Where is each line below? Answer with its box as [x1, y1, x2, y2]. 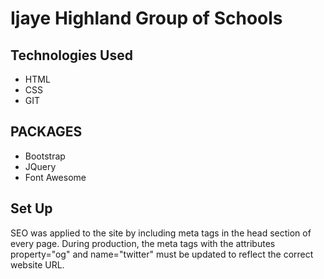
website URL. [10, 258, 65, 271]
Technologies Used [10, 47, 133, 64]
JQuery [24, 160, 57, 172]
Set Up [10, 200, 53, 217]
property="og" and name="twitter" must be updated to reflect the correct [10, 248, 314, 260]
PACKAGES [10, 123, 83, 141]
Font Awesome [24, 171, 87, 183]
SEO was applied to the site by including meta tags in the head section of [10, 227, 312, 239]
